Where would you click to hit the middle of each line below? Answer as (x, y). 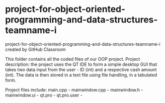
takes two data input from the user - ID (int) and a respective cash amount (81, 69)
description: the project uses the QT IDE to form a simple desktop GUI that (81, 64)
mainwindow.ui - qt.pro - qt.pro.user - (44, 95)
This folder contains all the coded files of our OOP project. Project (73, 59)
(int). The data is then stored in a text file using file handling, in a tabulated (81, 75)
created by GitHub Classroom (36, 49)
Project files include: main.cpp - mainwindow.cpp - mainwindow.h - (74, 90)
